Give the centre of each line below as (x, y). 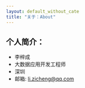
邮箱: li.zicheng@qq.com (44, 79)
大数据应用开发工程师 (40, 64)
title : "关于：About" (31, 17)
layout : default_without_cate (43, 11)
